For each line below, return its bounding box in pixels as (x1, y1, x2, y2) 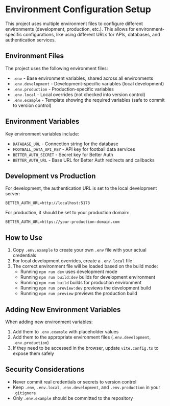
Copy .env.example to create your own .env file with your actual (12, 247, 147, 253)
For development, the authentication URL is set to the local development (5, 185, 157, 191)
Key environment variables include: (5, 130, 79, 137)
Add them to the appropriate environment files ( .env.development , (12, 334, 151, 340)
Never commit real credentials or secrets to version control (12, 378, 137, 385)
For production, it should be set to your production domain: (5, 210, 130, 216)
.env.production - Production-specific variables (12, 86, 114, 92)
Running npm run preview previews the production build (20, 290, 137, 297)
